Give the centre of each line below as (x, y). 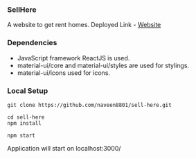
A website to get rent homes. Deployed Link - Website (84, 25)
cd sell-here (26, 117)
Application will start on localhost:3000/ (64, 148)
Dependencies (32, 43)
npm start (21, 135)
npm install (24, 123)
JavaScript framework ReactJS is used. (73, 58)
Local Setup (28, 90)
